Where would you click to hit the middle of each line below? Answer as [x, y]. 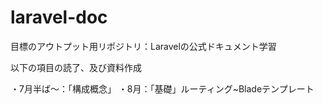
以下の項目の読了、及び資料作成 [76, 67]
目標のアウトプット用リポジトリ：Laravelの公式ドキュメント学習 [143, 46]
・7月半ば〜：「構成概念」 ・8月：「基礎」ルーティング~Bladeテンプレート [162, 88]
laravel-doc [59, 17]
